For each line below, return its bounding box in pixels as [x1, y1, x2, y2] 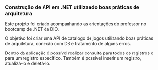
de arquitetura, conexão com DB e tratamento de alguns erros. [5, 41, 131, 47]
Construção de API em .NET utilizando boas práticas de [5, 4, 139, 11]
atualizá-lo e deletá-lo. [5, 60, 51, 67]
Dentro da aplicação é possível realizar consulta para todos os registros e [5, 50, 154, 56]
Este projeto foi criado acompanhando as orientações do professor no [5, 21, 147, 27]
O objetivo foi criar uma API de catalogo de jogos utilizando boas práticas [5, 35, 153, 41]
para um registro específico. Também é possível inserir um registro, [5, 55, 141, 61]
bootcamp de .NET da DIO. [5, 26, 59, 32]
